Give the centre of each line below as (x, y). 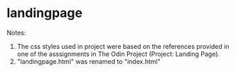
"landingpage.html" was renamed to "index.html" (88, 61)
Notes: (16, 33)
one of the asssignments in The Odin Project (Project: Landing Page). (118, 54)
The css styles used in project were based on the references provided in (123, 46)
